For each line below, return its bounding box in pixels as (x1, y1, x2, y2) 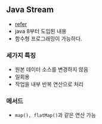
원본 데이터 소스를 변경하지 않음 (14, 66, 88, 73)
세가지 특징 (6, 51, 36, 59)
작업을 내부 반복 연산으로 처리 (14, 81, 84, 88)
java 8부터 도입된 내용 (14, 27, 67, 34)
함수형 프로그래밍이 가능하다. (14, 35, 82, 42)
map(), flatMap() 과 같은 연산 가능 (14, 112, 97, 119)
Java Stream (6, 5, 54, 15)
